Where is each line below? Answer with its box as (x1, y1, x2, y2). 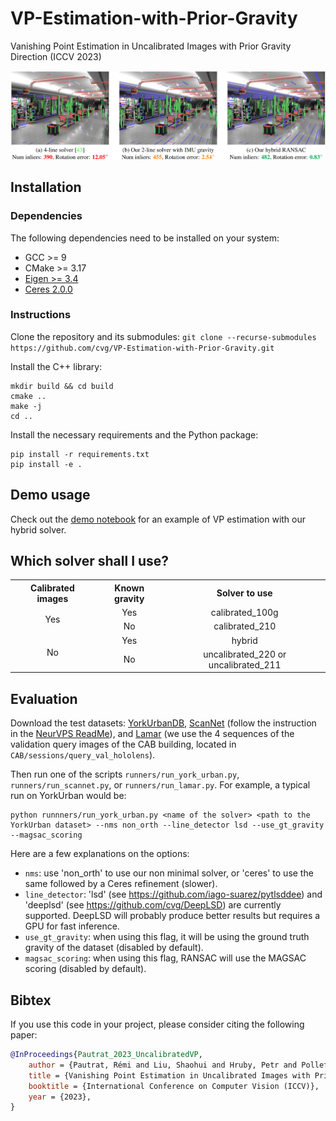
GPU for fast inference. (24, 920, 120, 932)
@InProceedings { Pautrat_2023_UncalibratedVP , (10, 1050, 203, 1060)
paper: (10, 1029, 38, 1041)
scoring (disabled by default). (24, 963, 147, 975)
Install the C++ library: (10, 360, 103, 372)
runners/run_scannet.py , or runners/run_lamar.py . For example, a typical (10, 779, 311, 791)
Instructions (10, 308, 72, 322)
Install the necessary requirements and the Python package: (10, 428, 259, 441)
